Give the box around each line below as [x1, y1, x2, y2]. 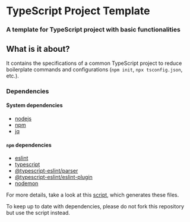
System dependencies [6, 102, 63, 109]
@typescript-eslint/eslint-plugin [14, 174, 93, 181]
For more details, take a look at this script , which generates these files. [6, 192, 179, 199]
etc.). [6, 72, 19, 79]
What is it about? [6, 43, 70, 54]
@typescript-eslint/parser [14, 167, 78, 174]
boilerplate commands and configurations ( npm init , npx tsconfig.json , [6, 65, 183, 73]
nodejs [14, 115, 31, 123]
